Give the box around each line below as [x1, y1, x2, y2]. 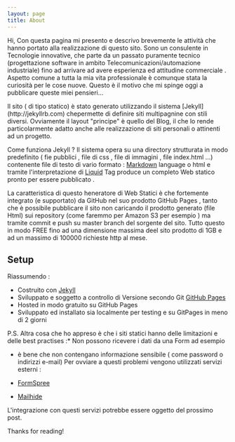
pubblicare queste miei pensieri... [7, 88, 104, 97]
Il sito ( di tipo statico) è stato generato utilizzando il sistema [7, 102, 181, 110]
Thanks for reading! [7, 427, 65, 436]
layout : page [7, 10, 46, 18]
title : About [7, 17, 46, 24]
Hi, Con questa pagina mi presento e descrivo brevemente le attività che [7, 36, 216, 44]
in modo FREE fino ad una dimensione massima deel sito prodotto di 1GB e [7, 226, 222, 234]
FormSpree [17, 379, 51, 387]
